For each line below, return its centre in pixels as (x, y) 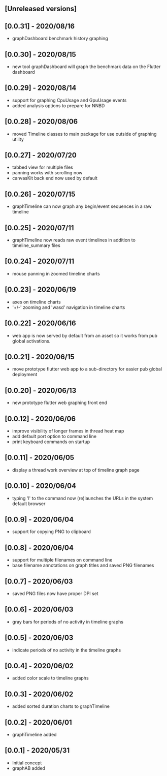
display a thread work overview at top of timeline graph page (76, 470)
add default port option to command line (54, 436)
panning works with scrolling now (47, 173)
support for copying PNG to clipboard (51, 532)
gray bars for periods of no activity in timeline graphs (68, 622)
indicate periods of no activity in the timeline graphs (66, 650)
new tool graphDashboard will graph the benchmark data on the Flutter (86, 67)
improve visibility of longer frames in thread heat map (68, 431)
